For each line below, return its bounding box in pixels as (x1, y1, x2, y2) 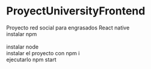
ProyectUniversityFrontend (6, 4, 146, 18)
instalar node (6, 43, 39, 50)
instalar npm (6, 30, 37, 37)
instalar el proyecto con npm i (6, 49, 80, 56)
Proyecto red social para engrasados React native (6, 24, 130, 31)
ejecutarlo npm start (6, 56, 57, 63)
